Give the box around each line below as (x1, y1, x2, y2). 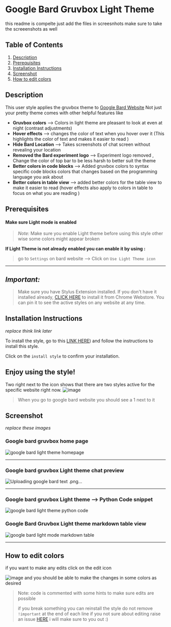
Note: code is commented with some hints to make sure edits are (17, 590, 154, 596)
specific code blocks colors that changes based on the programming (12, 168, 158, 174)
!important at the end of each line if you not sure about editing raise (17, 611, 161, 617)
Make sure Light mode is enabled (5, 219, 77, 225)
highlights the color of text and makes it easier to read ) (12, 136, 129, 142)
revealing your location (12, 146, 61, 153)
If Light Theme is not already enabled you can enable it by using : (5, 246, 146, 252)
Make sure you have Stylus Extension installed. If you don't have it (17, 288, 157, 294)
